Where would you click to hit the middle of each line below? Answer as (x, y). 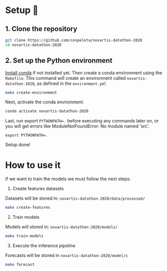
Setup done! (18, 145)
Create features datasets (38, 189)
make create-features (28, 208)
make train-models (24, 236)
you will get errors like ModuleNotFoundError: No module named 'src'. (77, 126)
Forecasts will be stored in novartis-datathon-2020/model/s (67, 255)
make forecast (20, 264)
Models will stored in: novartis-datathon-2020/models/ (61, 227)
